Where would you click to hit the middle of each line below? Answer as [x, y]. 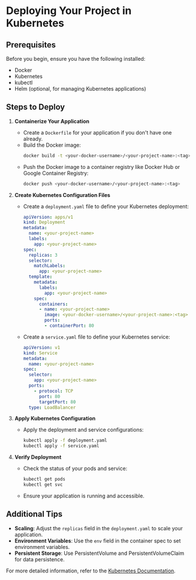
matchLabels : [50, 266]
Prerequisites [31, 45]
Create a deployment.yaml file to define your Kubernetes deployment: [106, 206]
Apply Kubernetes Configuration [55, 419]
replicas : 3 [43, 255]
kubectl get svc [43, 485]
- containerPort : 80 [69, 326]
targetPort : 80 [57, 402]
